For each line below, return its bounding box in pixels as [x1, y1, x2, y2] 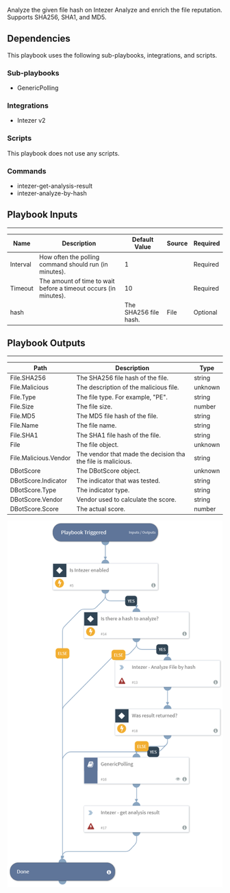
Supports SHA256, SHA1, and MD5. [7, 13, 107, 21]
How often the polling [39, 253, 100, 261]
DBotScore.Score [10, 505, 60, 513]
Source [166, 239, 188, 247]
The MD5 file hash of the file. [76, 412, 159, 420]
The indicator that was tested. [76, 476, 161, 485]
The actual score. [76, 505, 125, 513]
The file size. [76, 402, 113, 411]
